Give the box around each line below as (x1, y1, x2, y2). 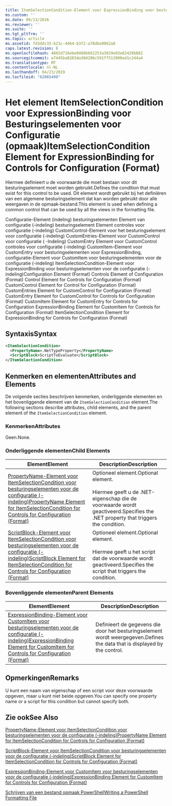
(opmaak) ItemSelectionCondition (5, 140, 150, 152)
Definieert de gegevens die (95, 620, 161, 628)
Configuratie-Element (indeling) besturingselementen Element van (5, 216, 145, 223)
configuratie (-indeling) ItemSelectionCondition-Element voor (5, 260, 135, 266)
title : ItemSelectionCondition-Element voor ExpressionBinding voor (5, 7, 155, 13)
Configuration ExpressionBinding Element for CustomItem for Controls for (5, 304, 161, 310)
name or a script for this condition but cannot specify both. (5, 698, 130, 704)
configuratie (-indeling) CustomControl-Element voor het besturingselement (5, 227, 166, 233)
